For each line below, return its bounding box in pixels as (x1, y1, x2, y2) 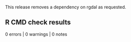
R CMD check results (5, 18, 71, 26)
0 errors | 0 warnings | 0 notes (5, 31, 68, 37)
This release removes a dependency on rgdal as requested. (5, 4, 127, 10)
